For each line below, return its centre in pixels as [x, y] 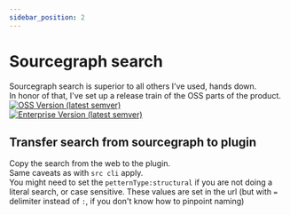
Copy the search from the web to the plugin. [90, 163]
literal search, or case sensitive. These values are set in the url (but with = [143, 192]
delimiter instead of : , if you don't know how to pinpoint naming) [127, 202]
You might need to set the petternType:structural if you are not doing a [141, 182]
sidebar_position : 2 [47, 17]
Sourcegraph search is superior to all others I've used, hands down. [133, 86]
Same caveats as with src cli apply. [76, 173]
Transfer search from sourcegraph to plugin [133, 142]
